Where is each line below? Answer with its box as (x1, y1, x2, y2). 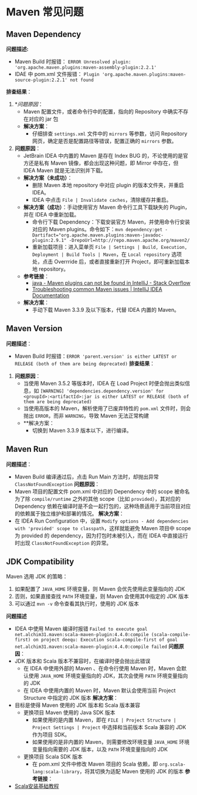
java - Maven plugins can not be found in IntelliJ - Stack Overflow (32, 280, 191, 286)
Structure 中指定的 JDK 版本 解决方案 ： (23, 694, 119, 701)
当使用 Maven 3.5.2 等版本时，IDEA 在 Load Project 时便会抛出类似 (23, 380, 185, 387)
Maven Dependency (6, 29, 81, 39)
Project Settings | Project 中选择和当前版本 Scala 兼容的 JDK (32, 724, 186, 731)
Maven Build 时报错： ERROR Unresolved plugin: (14, 58, 131, 65)
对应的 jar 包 (28, 115, 59, 122)
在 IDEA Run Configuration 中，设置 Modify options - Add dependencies (14, 517, 189, 524)
